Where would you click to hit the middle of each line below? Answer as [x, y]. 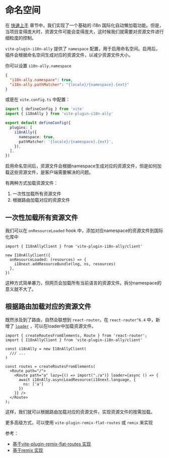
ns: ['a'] [33, 384]
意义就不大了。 [21, 289]
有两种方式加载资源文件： [32, 183]
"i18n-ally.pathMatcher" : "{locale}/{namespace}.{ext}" [69, 84]
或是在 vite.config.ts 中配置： [38, 99]
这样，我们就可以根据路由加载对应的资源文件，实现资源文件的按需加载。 [80, 412]
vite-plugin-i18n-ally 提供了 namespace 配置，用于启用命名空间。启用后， [83, 48]
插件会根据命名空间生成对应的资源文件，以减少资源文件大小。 [69, 55]
